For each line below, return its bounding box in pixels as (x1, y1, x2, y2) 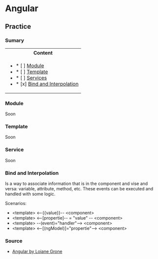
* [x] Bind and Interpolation (16, 80, 79, 87)
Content (33, 49, 53, 56)
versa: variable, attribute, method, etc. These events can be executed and (5, 186, 154, 192)
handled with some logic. (5, 191, 56, 197)
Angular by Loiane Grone (12, 249, 62, 255)
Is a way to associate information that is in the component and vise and (5, 181, 148, 186)
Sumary (5, 37, 24, 44)
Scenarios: (5, 201, 27, 206)
